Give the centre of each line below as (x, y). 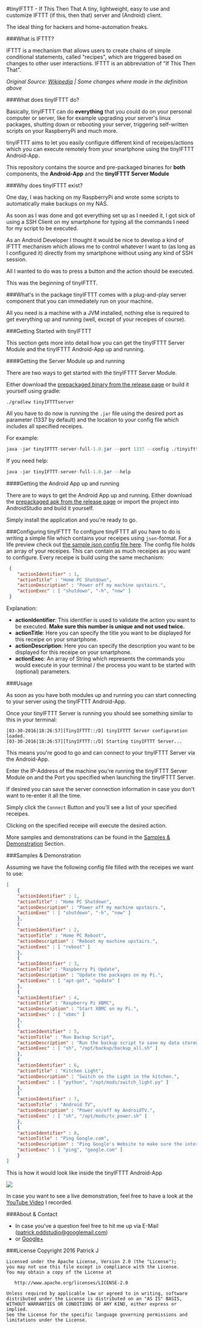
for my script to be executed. (42, 228)
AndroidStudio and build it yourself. (50, 508)
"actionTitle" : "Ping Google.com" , (63, 1139)
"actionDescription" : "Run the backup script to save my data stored (108, 1043)
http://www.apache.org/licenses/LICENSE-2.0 (71, 1282)
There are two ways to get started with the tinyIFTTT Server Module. (92, 373)
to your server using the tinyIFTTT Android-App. (66, 701)
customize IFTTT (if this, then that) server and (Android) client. (84, 15)
